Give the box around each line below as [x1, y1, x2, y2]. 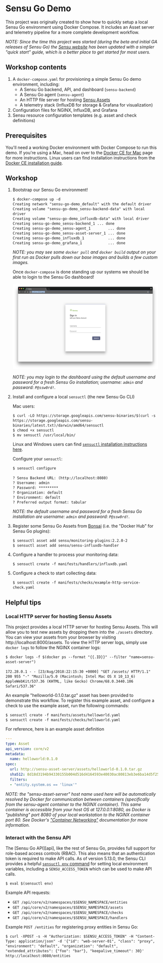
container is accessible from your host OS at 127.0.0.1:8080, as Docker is [5, 806, 151, 812]
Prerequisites [5, 132, 47, 140]
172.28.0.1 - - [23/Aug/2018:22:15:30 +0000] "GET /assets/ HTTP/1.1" [5, 669, 151, 674]
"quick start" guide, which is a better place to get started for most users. [5, 49, 150, 55]
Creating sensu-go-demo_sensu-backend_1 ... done [12, 221, 115, 226]
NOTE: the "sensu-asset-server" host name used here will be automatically [5, 791, 156, 797]
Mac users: [12, 403, 35, 409]
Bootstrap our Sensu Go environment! [12, 187, 88, 193]
